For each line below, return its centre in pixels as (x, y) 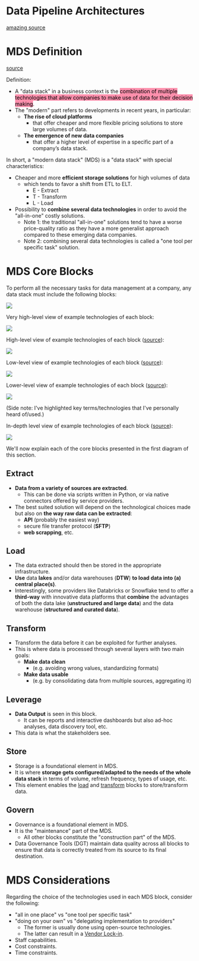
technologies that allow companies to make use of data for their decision (104, 97)
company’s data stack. (60, 148)
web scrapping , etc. (49, 532)
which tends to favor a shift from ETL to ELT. (78, 184)
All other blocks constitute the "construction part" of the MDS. (100, 837)
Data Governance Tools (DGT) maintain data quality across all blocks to (102, 843)
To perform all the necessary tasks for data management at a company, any (99, 288)
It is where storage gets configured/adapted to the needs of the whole (103, 772)
